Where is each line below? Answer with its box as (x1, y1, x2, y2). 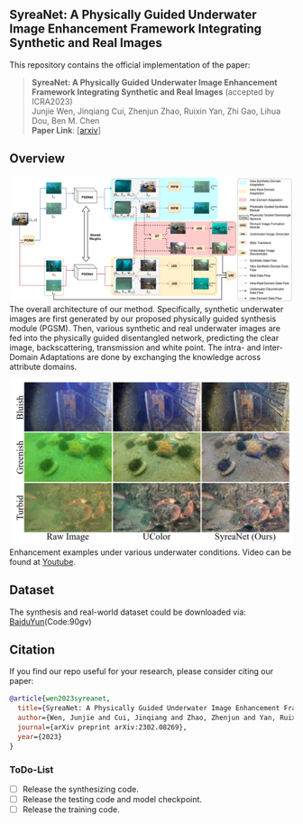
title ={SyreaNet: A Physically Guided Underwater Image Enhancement (17, 704, 280, 713)
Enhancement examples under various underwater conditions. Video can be (9, 546, 291, 558)
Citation (9, 643, 56, 658)
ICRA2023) (31, 96, 74, 106)
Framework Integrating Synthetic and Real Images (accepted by (31, 86, 275, 97)
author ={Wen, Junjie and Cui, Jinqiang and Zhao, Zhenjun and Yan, (17, 713, 277, 723)
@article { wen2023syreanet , (9, 694, 111, 703)
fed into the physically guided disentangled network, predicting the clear (9, 332, 280, 343)
